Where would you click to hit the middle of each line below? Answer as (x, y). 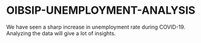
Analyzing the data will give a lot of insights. (61, 33)
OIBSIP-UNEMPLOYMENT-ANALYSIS (101, 10)
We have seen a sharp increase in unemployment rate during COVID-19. (96, 27)
